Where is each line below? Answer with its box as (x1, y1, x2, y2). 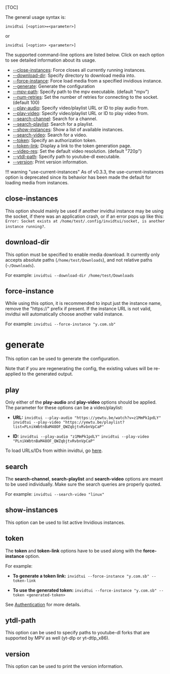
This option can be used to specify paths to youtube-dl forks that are (5, 630, 150, 636)
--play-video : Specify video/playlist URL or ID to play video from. (12, 110, 149, 116)
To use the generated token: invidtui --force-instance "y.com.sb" (12, 587, 157, 593)
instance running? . (5, 223, 46, 229)
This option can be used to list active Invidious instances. (5, 519, 126, 525)
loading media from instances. (5, 180, 69, 185)
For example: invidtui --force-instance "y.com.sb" (5, 321, 116, 327)
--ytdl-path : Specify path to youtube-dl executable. (12, 154, 121, 159)
